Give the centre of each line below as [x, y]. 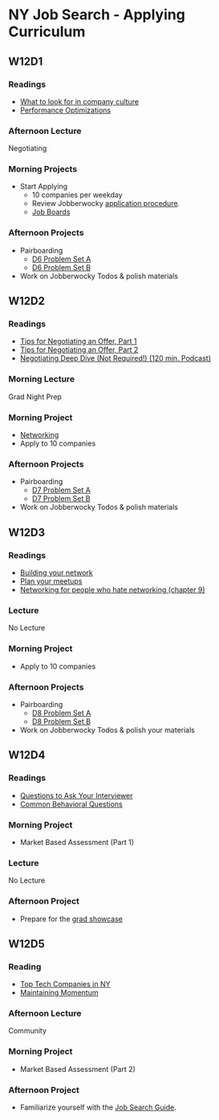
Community [27, 1031]
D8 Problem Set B [61, 721]
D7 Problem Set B [61, 499]
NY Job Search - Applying [97, 15]
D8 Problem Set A [61, 713]
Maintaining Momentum [59, 993]
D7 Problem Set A [61, 490]
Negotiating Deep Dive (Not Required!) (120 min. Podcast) [115, 358]
